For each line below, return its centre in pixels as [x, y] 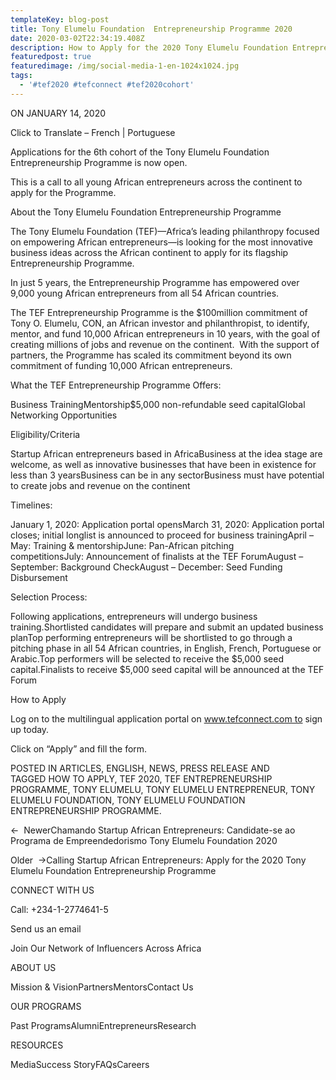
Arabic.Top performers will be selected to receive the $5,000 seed [147, 658]
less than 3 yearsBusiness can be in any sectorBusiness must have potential [167, 475]
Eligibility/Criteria [45, 434]
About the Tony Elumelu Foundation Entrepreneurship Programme [146, 212]
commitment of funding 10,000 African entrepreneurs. [121, 365]
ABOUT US [33, 967]
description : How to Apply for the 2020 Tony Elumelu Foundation [149, 47]
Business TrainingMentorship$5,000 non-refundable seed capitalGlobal [158, 404]
